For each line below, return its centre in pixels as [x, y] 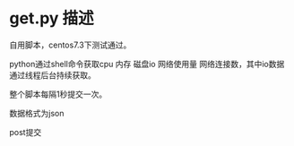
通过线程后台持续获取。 [52, 75]
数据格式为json [37, 113]
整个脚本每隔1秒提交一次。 [58, 94]
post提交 [26, 132]
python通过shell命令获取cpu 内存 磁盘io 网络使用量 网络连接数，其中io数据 [147, 64]
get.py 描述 [52, 18]
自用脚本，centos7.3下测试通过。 [70, 45]
